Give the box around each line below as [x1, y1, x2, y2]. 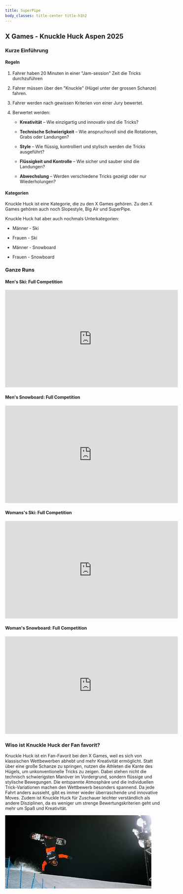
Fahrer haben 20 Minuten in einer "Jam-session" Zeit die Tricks [12, 70, 141, 76]
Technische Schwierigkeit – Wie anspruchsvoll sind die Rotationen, [19, 129, 158, 135]
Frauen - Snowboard [12, 254, 55, 260]
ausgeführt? [19, 149, 44, 155]
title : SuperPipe [5, 8, 41, 13]
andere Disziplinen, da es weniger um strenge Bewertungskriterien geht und [5, 800, 160, 806]
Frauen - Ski [12, 235, 37, 241]
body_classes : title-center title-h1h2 [5, 13, 87, 18]
